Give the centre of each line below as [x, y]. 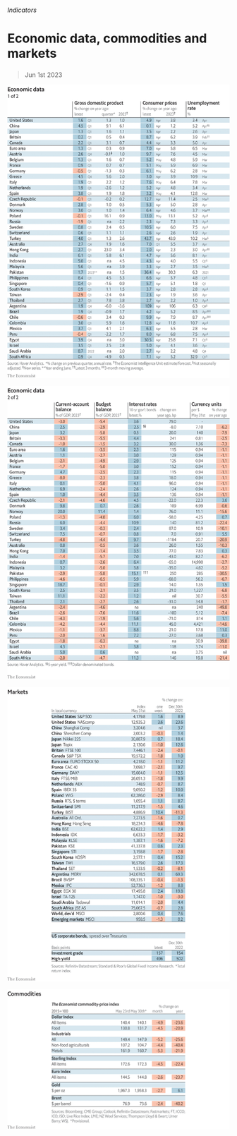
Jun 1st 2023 [43, 75]
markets [32, 53]
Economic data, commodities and [107, 38]
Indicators [22, 10]
